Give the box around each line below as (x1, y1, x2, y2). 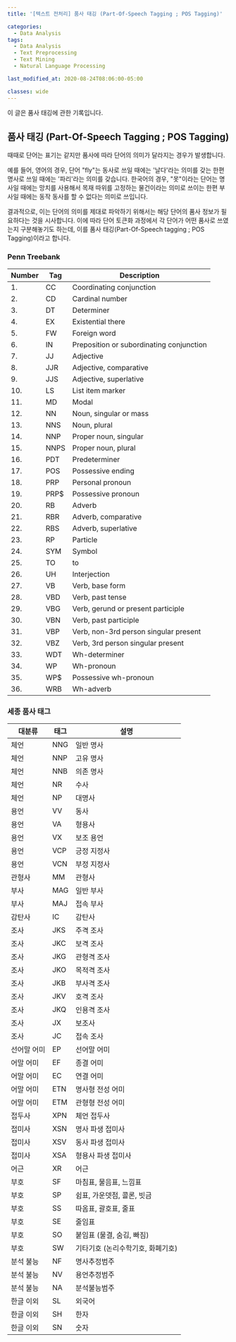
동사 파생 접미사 (75, 1137, 125, 1147)
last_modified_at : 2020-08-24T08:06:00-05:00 (7, 75, 143, 82)
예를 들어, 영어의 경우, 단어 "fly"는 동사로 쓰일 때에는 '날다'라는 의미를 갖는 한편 (7, 166, 225, 174)
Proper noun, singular (72, 432, 144, 441)
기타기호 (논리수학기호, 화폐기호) (75, 1243, 178, 1253)
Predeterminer (72, 454, 120, 464)
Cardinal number (72, 294, 128, 304)
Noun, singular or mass (72, 408, 149, 418)
